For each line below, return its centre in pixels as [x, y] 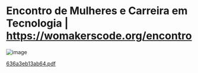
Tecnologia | [37, 23]
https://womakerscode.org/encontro [99, 36]
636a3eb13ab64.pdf [31, 64]
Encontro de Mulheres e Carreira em [97, 11]
